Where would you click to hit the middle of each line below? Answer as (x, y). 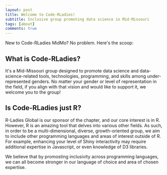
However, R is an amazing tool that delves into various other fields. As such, (84, 125)
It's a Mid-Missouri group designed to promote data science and (72, 70)
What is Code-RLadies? (43, 59)
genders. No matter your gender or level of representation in (94, 81)
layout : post (19, 10)
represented (18, 81)
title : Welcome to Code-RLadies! (40, 15)
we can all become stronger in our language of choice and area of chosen (82, 162)
